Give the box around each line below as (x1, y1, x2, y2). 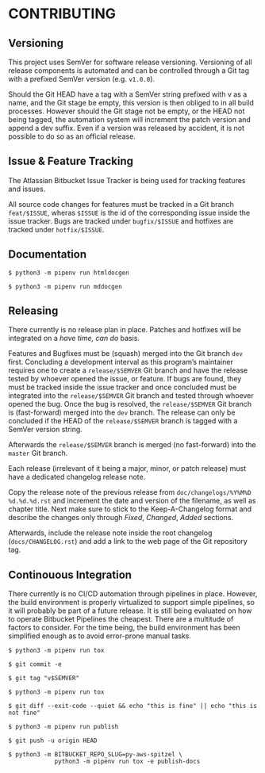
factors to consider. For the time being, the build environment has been (8, 623, 240, 633)
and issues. (8, 184, 46, 193)
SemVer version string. (8, 425, 83, 434)
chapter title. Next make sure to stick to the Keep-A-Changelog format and (8, 504, 252, 514)
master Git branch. (8, 449, 68, 458)
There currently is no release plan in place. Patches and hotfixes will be (8, 325, 242, 335)
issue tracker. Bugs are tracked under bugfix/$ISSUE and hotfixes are (8, 216, 234, 226)
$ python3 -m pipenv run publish (8, 723, 119, 731)
